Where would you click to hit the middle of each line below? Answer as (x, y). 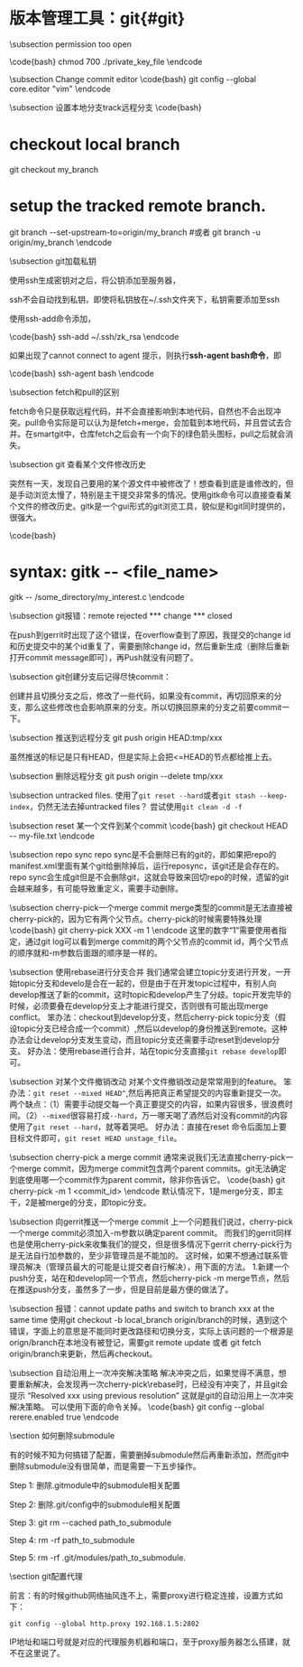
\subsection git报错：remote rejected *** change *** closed (121, 615)
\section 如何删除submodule (62, 1435)
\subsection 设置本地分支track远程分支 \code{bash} (106, 107)
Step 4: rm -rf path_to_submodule (72, 1540)
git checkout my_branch (54, 169)
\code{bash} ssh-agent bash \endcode (82, 373)
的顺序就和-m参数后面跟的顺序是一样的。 (86, 952)
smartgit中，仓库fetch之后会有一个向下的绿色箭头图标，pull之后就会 (159, 434)
